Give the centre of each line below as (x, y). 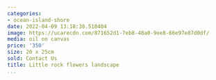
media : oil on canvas (39, 39)
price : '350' (26, 46)
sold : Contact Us (32, 59)
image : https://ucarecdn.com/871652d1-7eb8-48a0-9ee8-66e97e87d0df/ (108, 33)
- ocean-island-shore (39, 20)
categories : (24, 13)
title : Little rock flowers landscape (63, 65)
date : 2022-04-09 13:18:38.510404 (57, 26)
